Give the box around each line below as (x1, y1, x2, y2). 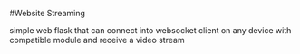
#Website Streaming (9, 8, 86, 18)
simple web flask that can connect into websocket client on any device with (9, 25, 292, 35)
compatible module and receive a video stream (9, 35, 185, 45)
